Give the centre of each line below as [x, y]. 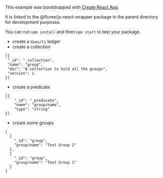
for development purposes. [33, 22]
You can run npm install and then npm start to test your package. [73, 32]
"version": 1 [21, 73]
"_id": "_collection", [31, 60]
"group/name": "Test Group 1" [45, 163]
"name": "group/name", [38, 105]
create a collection [31, 47]
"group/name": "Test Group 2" [45, 145]
